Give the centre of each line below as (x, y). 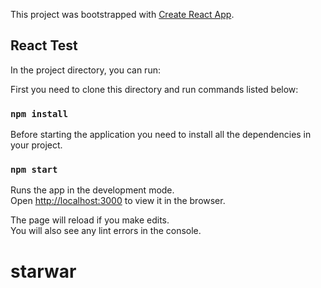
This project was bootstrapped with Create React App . (122, 14)
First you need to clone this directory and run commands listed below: (154, 89)
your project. (36, 145)
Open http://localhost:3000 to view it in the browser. (118, 201)
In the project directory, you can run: (85, 70)
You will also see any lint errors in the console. (106, 231)
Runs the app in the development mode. (92, 190)
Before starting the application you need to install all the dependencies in (161, 135)
